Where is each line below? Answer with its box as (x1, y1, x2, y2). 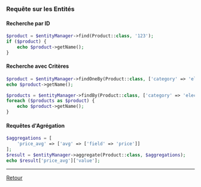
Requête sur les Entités (6, 5, 75, 13)
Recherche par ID (6, 20, 50, 27)
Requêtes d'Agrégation (6, 122, 65, 129)
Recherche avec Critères (6, 62, 69, 70)
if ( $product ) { (6, 38, 47, 44)
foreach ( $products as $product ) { (6, 98, 95, 104)
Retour (6, 174, 23, 181)
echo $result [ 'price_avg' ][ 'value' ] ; (6, 158, 100, 164)
